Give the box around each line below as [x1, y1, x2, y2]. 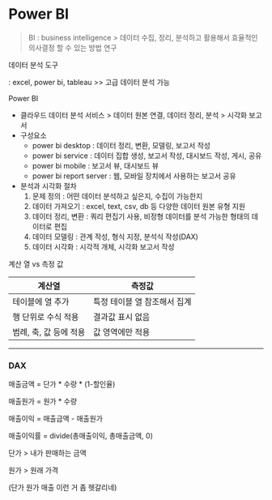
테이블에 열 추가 [12, 296, 70, 307]
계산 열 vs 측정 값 [8, 259, 64, 268]
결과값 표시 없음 [92, 311, 151, 323]
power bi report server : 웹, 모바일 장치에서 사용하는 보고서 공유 [32, 171, 236, 181]
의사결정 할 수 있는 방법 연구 [28, 42, 117, 53]
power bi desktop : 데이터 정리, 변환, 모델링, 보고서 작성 [32, 140, 210, 150]
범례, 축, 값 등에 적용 [12, 326, 86, 337]
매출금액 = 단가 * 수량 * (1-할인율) [8, 379, 116, 389]
